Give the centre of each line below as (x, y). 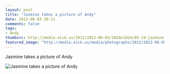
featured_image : (22, 42)
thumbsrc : (16, 38)
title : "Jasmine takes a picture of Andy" (51, 14)
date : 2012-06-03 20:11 (30, 19)
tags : (11, 28)
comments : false (22, 24)
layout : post (19, 10)
